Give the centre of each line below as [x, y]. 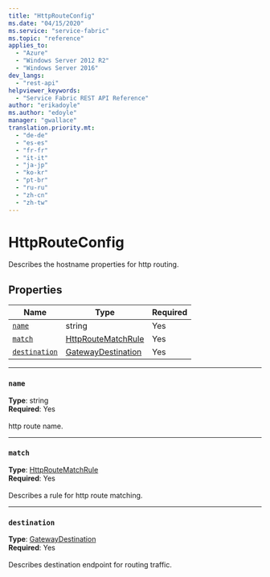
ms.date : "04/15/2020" [46, 23]
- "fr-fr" [32, 150]
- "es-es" [32, 143]
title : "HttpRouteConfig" [51, 16]
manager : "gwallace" [43, 121]
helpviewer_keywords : [45, 90]
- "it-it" [32, 158]
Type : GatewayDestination [52, 539]
